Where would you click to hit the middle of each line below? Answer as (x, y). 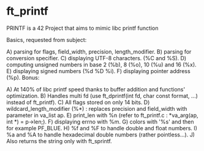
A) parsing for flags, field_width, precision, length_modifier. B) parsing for (99, 51)
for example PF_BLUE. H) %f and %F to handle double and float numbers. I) (102, 128)
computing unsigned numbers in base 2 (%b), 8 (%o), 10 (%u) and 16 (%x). (102, 65)
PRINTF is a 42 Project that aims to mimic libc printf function (82, 28)
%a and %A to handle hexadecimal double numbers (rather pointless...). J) (100, 135)
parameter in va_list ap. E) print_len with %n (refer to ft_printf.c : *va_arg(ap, (102, 115)
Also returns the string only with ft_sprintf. (59, 141)
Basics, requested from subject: (47, 40)
